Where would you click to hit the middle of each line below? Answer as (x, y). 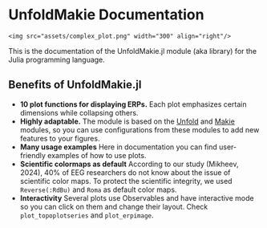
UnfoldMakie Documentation (106, 15)
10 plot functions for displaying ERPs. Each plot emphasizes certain (133, 104)
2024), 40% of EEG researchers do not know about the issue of (125, 172)
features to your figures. (60, 138)
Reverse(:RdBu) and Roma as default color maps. (98, 189)
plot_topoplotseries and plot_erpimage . (87, 215)
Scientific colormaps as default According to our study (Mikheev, (129, 164)
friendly (33, 155)
